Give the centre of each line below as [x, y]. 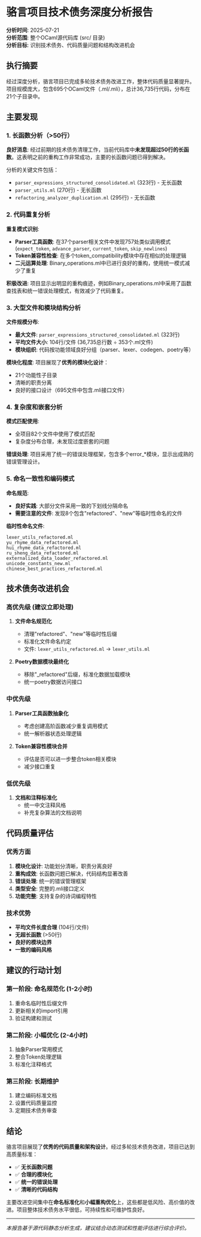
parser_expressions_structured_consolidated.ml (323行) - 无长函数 [98, 183]
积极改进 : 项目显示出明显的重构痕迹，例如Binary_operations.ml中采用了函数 [99, 283]
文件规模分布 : [23, 322]
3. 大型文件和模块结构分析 [44, 307]
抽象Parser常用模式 [39, 1049]
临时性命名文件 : [25, 526]
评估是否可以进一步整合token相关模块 [70, 759]
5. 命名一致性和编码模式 [40, 479]
